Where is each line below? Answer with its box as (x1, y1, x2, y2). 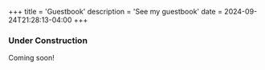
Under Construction (8, 35, 88, 46)
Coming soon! (8, 53, 55, 63)
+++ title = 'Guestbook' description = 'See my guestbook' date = (8, 7, 223, 16)
